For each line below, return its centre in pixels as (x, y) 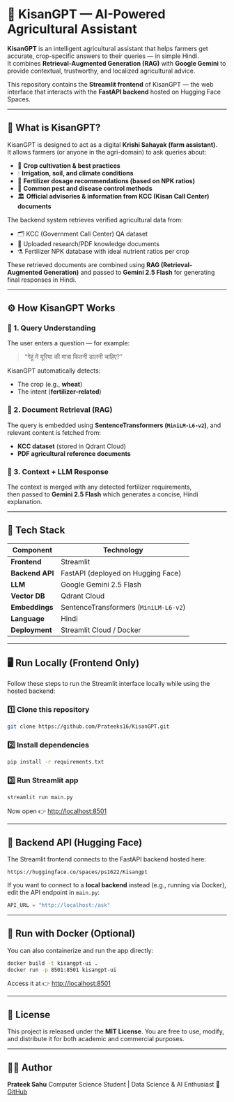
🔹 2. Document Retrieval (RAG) (60, 410)
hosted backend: (31, 691)
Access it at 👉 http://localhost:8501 (59, 983)
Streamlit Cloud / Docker (101, 630)
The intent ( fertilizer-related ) (60, 392)
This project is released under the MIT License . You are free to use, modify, (116, 1031)
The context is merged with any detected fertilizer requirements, (100, 487)
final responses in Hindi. (42, 280)
